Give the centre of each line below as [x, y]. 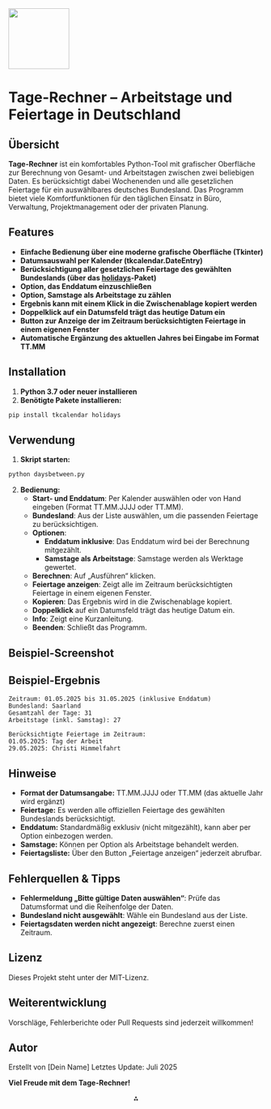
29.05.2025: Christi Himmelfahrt [65, 749]
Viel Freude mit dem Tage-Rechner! [70, 1083]
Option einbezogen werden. [66, 836]
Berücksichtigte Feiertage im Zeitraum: [78, 735]
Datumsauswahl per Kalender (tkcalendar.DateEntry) [112, 260]
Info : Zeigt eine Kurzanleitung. [83, 619]
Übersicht [34, 144]
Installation [37, 372]
